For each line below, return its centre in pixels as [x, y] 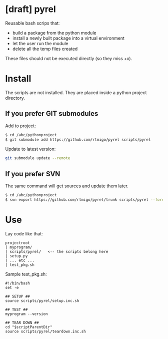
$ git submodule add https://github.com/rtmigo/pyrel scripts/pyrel [78, 139]
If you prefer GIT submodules [52, 114]
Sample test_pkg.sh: [26, 274]
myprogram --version [27, 314]
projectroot [17, 243]
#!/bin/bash [17, 283]
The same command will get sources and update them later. [67, 186]
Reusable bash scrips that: [32, 23]
